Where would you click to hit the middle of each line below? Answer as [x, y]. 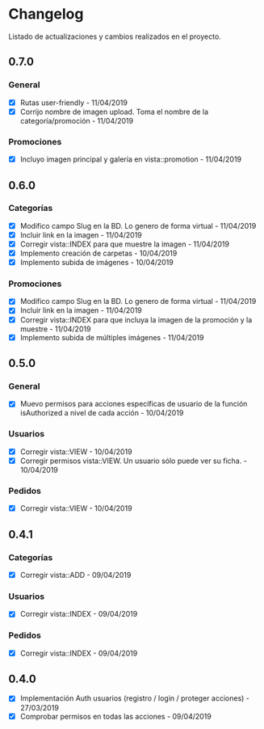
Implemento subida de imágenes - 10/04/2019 [96, 263]
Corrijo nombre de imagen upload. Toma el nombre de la [114, 112]
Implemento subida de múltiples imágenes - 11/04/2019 [112, 337]
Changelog [46, 14]
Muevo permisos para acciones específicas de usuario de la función [134, 404]
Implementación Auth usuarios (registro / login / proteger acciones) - [135, 698]
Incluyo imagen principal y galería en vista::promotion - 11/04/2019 [131, 159]
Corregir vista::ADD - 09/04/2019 [75, 575]
